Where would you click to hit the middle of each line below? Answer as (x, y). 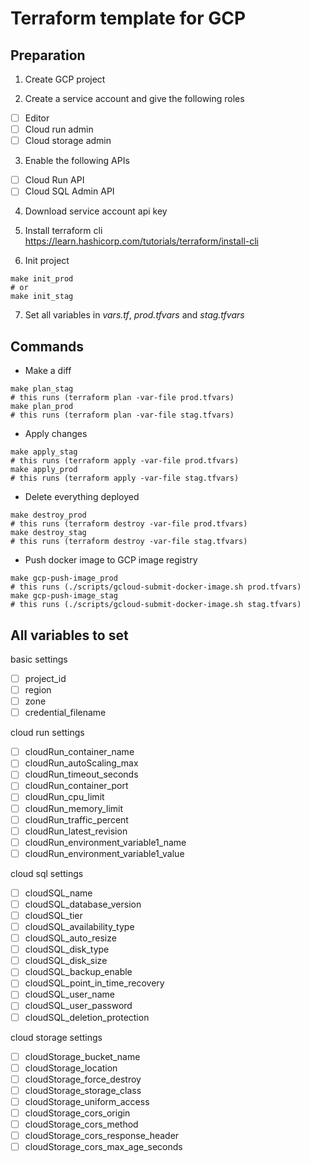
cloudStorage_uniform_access (87, 1101)
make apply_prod (44, 470)
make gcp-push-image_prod (64, 578)
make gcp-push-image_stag (64, 596)
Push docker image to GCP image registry (111, 560)
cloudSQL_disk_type (67, 949)
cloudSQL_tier (53, 915)
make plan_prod (42, 407)
